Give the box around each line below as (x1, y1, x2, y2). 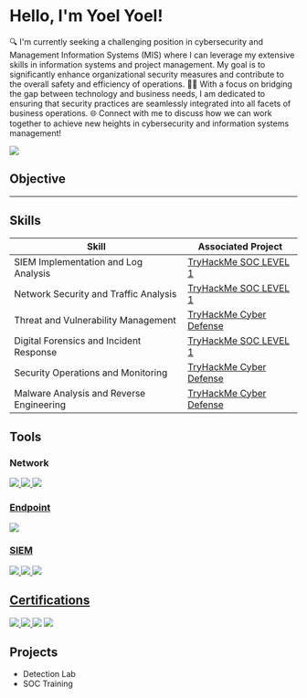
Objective (9, 171, 67, 187)
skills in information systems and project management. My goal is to (9, 58, 266, 69)
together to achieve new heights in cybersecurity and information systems (9, 118, 290, 129)
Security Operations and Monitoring (14, 366, 168, 379)
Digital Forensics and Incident (14, 334, 142, 347)
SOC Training (22, 678, 73, 690)
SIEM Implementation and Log (14, 255, 143, 268)
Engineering (14, 398, 67, 411)
